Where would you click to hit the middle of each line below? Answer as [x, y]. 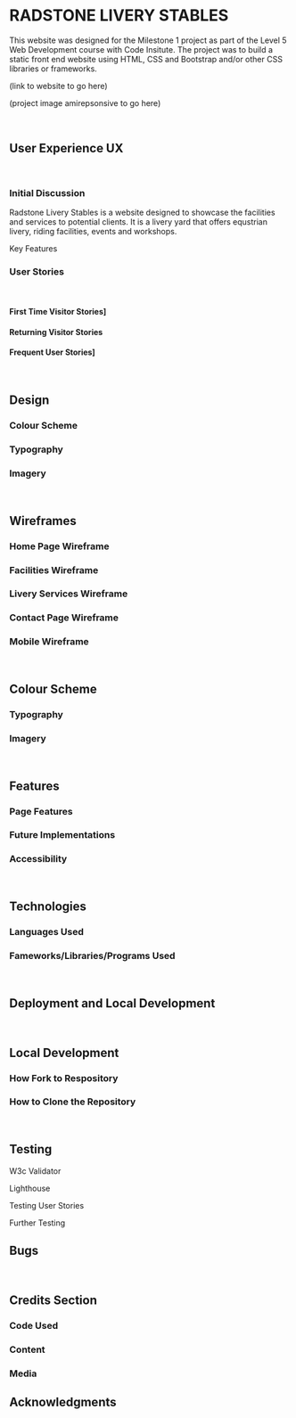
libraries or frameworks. [53, 69]
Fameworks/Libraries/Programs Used [92, 956]
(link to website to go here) [59, 86]
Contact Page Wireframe [64, 618]
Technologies [48, 907]
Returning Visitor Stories [56, 332]
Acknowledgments [63, 1402]
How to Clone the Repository [73, 1102]
